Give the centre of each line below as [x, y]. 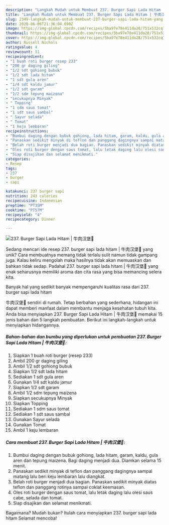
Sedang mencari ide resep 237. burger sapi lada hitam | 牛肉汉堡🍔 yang [79, 249]
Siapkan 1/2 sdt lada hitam [40, 372]
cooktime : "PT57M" [25, 210]
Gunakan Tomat [29, 425]
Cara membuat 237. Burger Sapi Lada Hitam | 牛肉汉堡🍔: [65, 442]
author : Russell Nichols [32, 43]
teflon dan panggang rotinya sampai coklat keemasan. [69, 487]
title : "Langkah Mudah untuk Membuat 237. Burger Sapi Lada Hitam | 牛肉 [84, 15]
